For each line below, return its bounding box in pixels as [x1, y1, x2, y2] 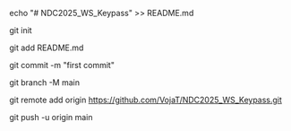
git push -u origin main [9, 112, 93, 122]
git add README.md [9, 42, 84, 53]
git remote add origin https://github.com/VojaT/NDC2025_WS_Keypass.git [9, 94, 282, 105]
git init [9, 25, 33, 35]
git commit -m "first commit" [9, 60, 115, 70]
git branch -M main [9, 77, 81, 88]
